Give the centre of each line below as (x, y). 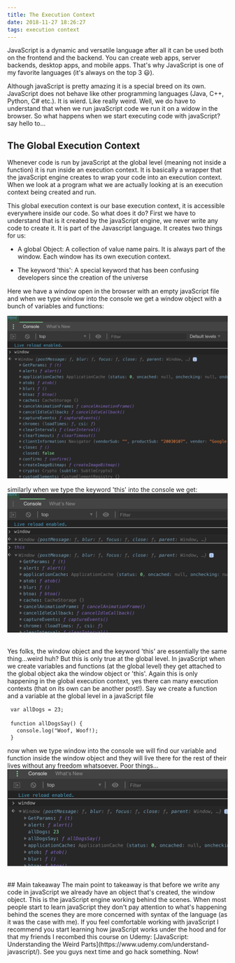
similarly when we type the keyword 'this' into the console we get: (102, 490)
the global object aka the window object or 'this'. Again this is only (102, 674)
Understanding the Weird (43, 944)
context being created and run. (52, 192)
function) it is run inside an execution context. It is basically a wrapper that (114, 170)
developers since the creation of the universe (83, 278)
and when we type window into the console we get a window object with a (115, 299)
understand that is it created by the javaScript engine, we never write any (113, 221)
